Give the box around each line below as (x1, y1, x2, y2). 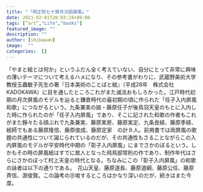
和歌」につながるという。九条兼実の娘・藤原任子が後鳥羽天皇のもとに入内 (6, 104, 192, 111)
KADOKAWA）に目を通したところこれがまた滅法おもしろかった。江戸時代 (6, 88, 190, 96)
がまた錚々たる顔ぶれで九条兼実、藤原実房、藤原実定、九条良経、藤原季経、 (6, 119, 197, 126)
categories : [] (6, 48, 47, 55)
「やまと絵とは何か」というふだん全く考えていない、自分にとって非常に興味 (6, 65, 196, 73)
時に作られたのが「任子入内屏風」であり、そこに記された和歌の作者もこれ (11, 111, 197, 118)
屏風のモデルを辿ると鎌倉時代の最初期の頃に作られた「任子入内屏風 (27, 96, 197, 103)
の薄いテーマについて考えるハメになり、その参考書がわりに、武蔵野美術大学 (6, 73, 196, 81)
